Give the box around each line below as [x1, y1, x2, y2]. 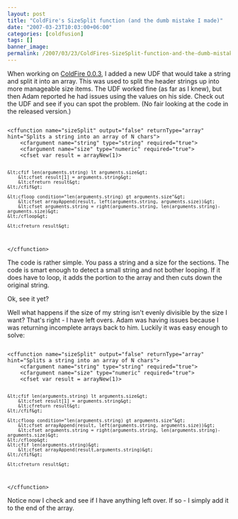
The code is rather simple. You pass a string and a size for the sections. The [7, 258, 229, 267]
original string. [7, 281, 50, 289]
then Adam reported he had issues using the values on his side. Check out [7, 91, 225, 100]
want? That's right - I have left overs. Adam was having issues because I [7, 316, 219, 324]
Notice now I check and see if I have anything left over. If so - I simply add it [7, 496, 229, 505]
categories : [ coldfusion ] [7, 30, 84, 38]
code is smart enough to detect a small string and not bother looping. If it [7, 265, 221, 274]
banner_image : [7, 43, 50, 50]
